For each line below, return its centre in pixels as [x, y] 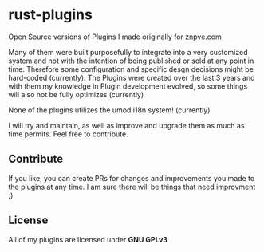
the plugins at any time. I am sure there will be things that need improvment [132, 187]
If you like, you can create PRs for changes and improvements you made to [132, 178]
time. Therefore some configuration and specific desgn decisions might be [131, 69]
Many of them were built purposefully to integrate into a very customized [128, 52]
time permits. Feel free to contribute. [69, 134]
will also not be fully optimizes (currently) [76, 94]
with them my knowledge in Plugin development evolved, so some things [128, 86]
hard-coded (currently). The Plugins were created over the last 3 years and [132, 77]
